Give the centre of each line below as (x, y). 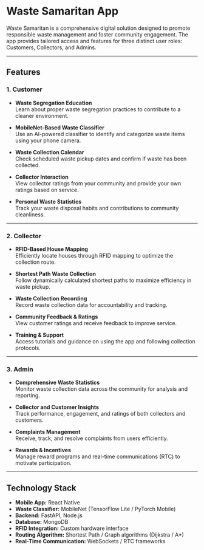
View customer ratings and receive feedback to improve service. (96, 323)
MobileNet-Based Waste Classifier (59, 127)
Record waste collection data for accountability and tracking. (91, 304)
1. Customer (24, 89)
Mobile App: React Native (47, 503)
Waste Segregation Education (53, 103)
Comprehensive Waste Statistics (57, 383)
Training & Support (39, 335)
